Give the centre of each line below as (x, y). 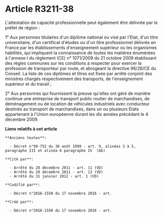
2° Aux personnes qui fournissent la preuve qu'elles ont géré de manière (78, 93)
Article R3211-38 (39, 9)
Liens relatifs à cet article (31, 129)
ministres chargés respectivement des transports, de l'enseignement (74, 79)
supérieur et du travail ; (28, 84)
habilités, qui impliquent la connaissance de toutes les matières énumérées (80, 53)
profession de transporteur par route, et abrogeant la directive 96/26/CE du (81, 68)
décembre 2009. (22, 119)
